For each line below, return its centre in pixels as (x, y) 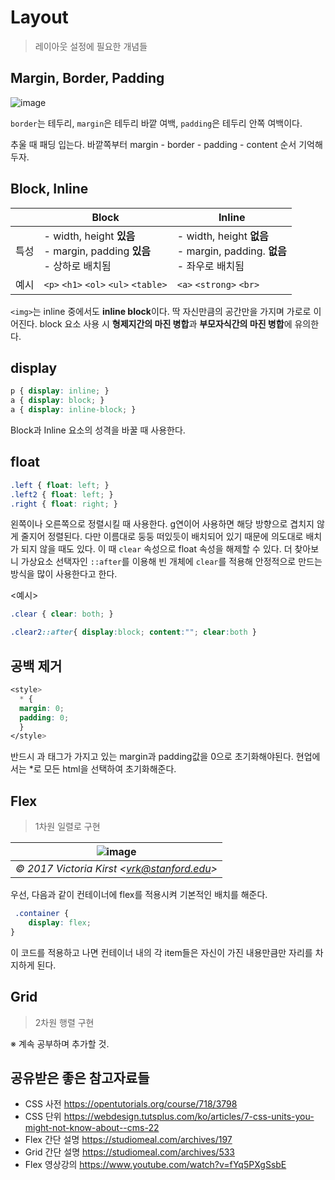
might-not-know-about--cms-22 (92, 1128)
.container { (42, 914)
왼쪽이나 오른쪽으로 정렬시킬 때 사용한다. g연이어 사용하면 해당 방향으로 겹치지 (162, 524)
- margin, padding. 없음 (231, 251)
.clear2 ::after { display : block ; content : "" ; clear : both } (133, 632)
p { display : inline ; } (60, 391)
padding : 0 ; (44, 717)
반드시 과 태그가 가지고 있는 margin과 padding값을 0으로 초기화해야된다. (152, 757)
